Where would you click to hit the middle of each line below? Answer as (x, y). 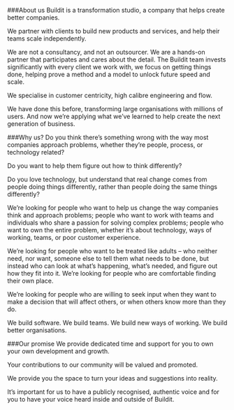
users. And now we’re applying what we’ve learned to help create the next (114, 116)
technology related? (36, 152)
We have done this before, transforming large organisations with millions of (115, 109)
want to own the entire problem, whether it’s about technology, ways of (110, 230)
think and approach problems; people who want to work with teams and (111, 215)
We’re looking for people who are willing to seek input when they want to (112, 294)
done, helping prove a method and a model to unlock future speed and (109, 74)
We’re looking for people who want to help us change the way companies (113, 208)
